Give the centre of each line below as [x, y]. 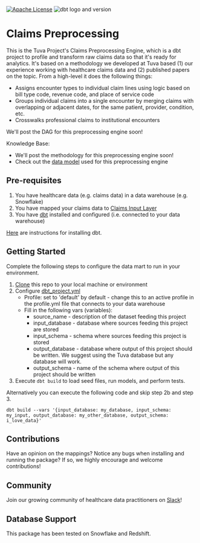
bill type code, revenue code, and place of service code [85, 94]
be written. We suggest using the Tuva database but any [103, 355]
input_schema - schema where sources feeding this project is [110, 336]
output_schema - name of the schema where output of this [106, 368]
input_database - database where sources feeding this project [111, 323]
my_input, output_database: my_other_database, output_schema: [88, 415]
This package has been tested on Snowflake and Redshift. [79, 533]
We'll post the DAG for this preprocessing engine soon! [75, 132]
